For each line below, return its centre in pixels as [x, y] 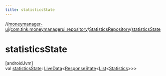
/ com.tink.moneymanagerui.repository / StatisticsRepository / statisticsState [85, 29]
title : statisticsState [30, 10]
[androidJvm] [19, 63]
